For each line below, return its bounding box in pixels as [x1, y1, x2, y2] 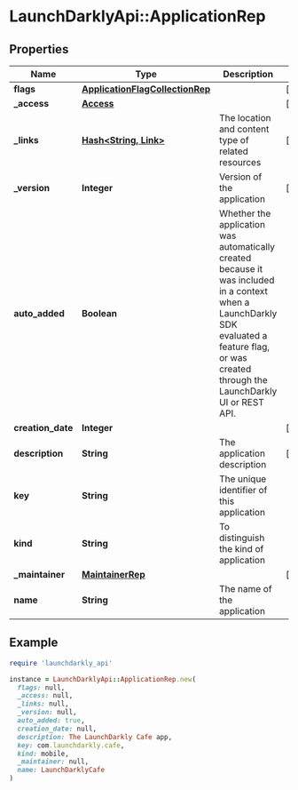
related [218, 145, 248, 157]
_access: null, [17, 691, 74, 700]
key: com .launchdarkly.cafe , [17, 740, 125, 750]
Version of [218, 171, 263, 183]
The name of [218, 583, 272, 594]
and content [218, 123, 270, 135]
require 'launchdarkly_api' [9, 658, 114, 667]
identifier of [218, 484, 268, 496]
